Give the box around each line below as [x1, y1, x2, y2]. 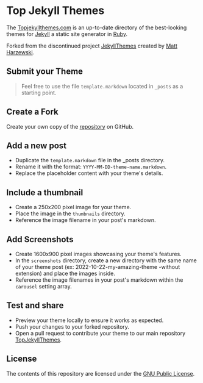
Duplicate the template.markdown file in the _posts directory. [15, 157, 165, 164]
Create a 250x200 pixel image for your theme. [15, 204, 132, 211]
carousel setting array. [15, 283, 72, 290]
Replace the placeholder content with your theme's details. [15, 170, 163, 177]
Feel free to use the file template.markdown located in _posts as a [21, 82, 183, 90]
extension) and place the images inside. [15, 270, 116, 277]
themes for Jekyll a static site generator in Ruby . [6, 30, 128, 37]
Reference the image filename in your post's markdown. [15, 217, 157, 224]
